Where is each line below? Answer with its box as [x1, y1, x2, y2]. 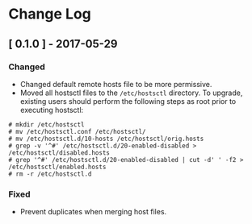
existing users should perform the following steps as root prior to [19, 96, 237, 106]
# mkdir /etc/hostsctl [8, 120, 85, 129]
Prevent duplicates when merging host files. [19, 207, 167, 217]
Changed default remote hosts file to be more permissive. [19, 79, 212, 89]
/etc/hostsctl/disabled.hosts [8, 148, 111, 157]
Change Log [8, 5, 91, 23]
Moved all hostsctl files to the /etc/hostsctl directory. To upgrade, [19, 88, 243, 97]
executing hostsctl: [19, 105, 84, 114]
